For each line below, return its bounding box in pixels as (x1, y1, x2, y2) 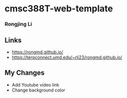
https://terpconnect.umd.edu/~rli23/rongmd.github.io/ (11, 54, 122, 60)
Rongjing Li (4, 21, 33, 28)
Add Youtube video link (11, 82, 60, 88)
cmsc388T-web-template (4, 3, 113, 14)
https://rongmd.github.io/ (11, 49, 64, 55)
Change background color (11, 87, 65, 93)
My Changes (4, 69, 45, 77)
